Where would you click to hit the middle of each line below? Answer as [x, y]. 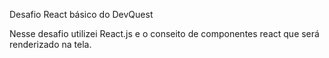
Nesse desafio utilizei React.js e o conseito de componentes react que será [164, 33]
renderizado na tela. [50, 44]
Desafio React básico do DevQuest [81, 14]
